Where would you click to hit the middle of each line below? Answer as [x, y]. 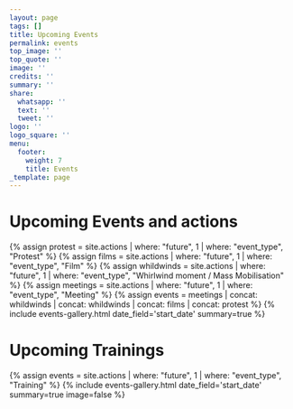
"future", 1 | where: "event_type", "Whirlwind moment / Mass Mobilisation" [147, 275]
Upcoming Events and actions [124, 222]
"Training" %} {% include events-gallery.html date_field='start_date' [136, 386]
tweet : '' [36, 118]
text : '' [34, 110]
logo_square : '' [40, 135]
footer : [32, 152]
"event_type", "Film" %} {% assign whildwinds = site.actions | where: [137, 266]
